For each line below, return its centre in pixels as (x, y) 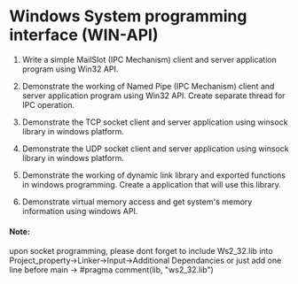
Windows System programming (128, 16)
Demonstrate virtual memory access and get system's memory (137, 202)
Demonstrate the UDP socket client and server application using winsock (156, 149)
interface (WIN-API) (84, 35)
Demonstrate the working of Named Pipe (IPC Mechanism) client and (148, 86)
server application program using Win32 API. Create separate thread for (153, 96)
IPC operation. (48, 104)
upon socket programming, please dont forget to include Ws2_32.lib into (141, 251)
